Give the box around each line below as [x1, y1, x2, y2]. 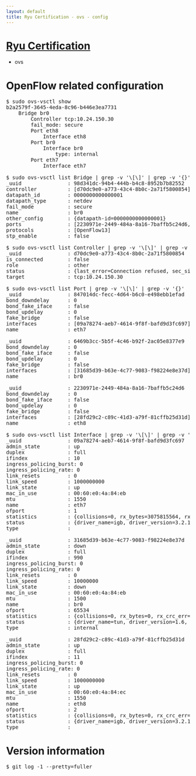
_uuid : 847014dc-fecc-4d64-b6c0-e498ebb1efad [6, 291, 185, 298]
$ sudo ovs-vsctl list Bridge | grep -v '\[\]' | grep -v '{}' [6, 174, 191, 181]
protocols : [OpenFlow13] [6, 227, 111, 234]
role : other [6, 262, 89, 269]
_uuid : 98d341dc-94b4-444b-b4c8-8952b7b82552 [6, 180, 185, 187]
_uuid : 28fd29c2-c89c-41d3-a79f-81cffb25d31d [6, 636, 185, 643]
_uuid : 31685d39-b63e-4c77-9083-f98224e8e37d [6, 537, 185, 544]
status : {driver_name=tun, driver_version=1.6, [6, 619, 188, 626]
